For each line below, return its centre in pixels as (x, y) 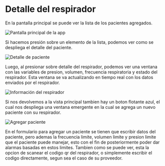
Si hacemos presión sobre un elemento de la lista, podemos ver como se (79, 42)
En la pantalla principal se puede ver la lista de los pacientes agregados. (79, 23)
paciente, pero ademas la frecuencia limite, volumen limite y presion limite (81, 137)
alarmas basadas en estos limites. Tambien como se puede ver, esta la (77, 147)
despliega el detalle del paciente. (39, 47)
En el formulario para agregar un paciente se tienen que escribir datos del (81, 131)
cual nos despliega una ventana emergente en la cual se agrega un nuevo (81, 107)
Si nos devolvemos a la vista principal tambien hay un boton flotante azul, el (82, 102)
